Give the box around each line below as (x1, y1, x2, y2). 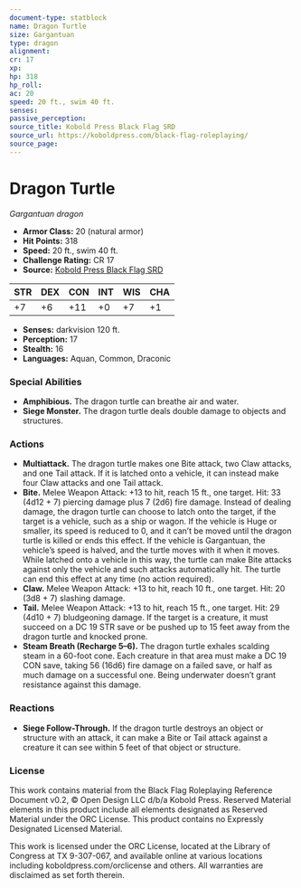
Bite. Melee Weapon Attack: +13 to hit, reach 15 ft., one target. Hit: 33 (22, 487, 282, 498)
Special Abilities (9, 375, 82, 388)
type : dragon (9, 38, 59, 48)
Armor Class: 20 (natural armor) (22, 225, 145, 236)
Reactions (9, 702, 55, 714)
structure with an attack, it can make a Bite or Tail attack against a (22, 732, 268, 742)
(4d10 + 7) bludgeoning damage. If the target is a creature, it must (22, 612, 268, 623)
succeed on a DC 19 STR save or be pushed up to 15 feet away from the (22, 621, 291, 633)
